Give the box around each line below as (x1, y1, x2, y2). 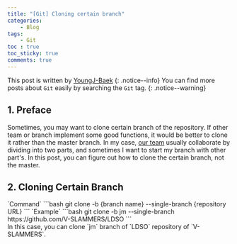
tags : (7, 30, 23, 38)
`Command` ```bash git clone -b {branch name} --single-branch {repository (7, 200, 226, 209)
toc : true (7, 43, 40, 50)
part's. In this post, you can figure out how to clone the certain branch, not (7, 153, 224, 162)
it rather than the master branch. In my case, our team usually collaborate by (7, 138, 231, 146)
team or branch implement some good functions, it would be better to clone (7, 131, 228, 139)
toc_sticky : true (7, 50, 59, 57)
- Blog (20, 23, 40, 30)
